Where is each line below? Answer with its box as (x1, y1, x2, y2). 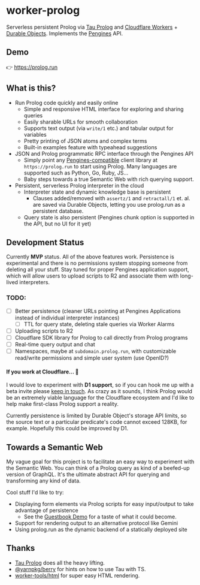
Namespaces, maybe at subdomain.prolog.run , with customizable (14, 347, 177, 354)
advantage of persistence (14, 507, 79, 514)
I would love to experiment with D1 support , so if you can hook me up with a (6, 381, 194, 388)
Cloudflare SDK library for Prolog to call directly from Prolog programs (14, 334, 188, 341)
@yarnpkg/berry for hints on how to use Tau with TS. (14, 565, 146, 572)
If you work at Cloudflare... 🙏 (6, 368, 79, 375)
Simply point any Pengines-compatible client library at (23, 156, 157, 164)
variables (23, 131, 47, 138)
